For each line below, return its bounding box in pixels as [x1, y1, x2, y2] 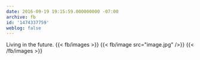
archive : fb [6, 14, 36, 20]
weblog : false [6, 25, 42, 31]
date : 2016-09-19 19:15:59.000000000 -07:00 [6, 8, 119, 15]
